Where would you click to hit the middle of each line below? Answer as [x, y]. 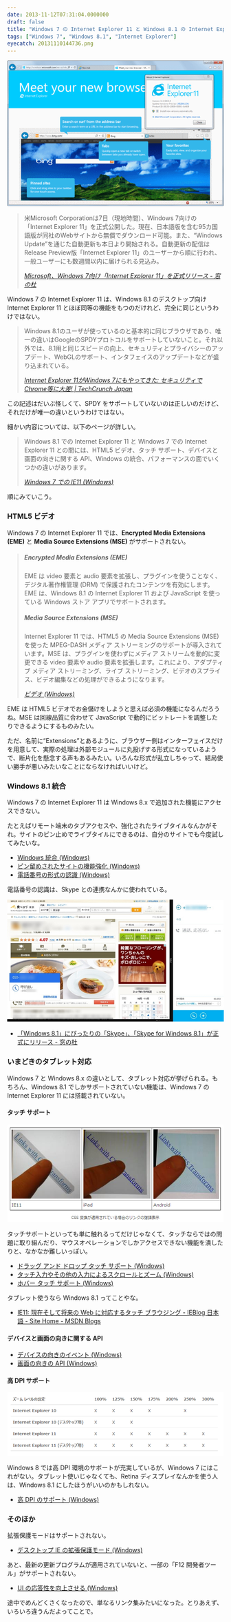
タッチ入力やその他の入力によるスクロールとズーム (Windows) [106, 1274]
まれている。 [54, 366]
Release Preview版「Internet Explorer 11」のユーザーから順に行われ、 [122, 253]
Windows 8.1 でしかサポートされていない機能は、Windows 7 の [120, 1087]
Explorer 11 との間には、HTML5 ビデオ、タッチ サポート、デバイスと [121, 450]
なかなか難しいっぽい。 [58, 1251]
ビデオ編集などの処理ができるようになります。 [102, 679]
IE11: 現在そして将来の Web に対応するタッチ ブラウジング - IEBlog [111, 1312]
